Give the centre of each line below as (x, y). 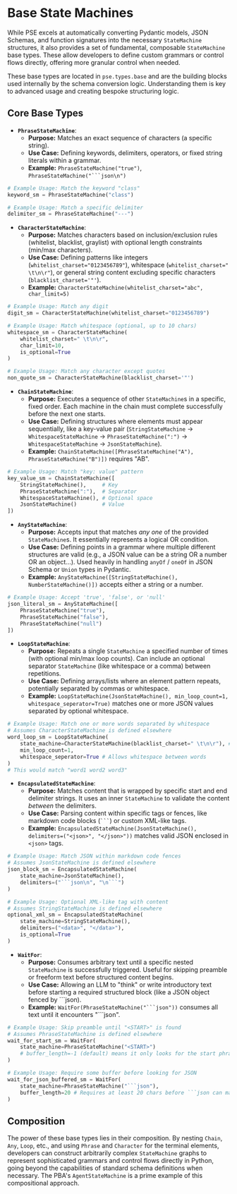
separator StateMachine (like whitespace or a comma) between (119, 666)
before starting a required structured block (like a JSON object (119, 992)
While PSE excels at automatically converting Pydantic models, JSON (108, 32)
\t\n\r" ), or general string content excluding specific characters (122, 272)
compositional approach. (43, 1183)
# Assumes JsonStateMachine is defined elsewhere (82, 863)
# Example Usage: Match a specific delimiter (75, 207)
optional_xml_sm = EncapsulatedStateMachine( (75, 915)
